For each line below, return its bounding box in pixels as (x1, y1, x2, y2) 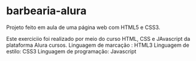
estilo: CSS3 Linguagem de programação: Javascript (6, 47, 137, 54)
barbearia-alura (6, 4, 87, 18)
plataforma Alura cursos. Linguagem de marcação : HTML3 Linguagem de (6, 41, 190, 49)
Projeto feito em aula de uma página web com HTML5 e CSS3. (6, 24, 161, 31)
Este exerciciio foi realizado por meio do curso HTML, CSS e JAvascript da (6, 35, 191, 42)
